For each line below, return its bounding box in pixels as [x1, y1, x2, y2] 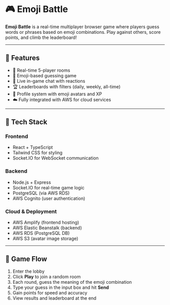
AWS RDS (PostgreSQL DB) [12, 230, 70, 236]
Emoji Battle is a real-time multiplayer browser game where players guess [5, 23, 159, 30]
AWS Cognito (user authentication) [12, 195, 86, 201]
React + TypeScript [12, 144, 53, 150]
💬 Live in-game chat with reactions [12, 78, 86, 84]
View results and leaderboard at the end [12, 295, 97, 301]
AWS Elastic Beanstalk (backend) [12, 225, 82, 231]
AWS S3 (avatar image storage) [12, 235, 78, 242]
